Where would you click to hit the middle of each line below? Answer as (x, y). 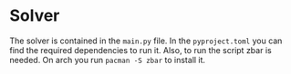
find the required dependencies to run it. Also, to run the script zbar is (140, 50)
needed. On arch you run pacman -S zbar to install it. (108, 60)
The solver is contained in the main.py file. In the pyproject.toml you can (146, 41)
